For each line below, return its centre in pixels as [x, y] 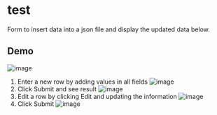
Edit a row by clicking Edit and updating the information [97, 96]
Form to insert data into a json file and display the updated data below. [108, 29]
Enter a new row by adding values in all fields [83, 82]
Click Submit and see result [57, 89]
